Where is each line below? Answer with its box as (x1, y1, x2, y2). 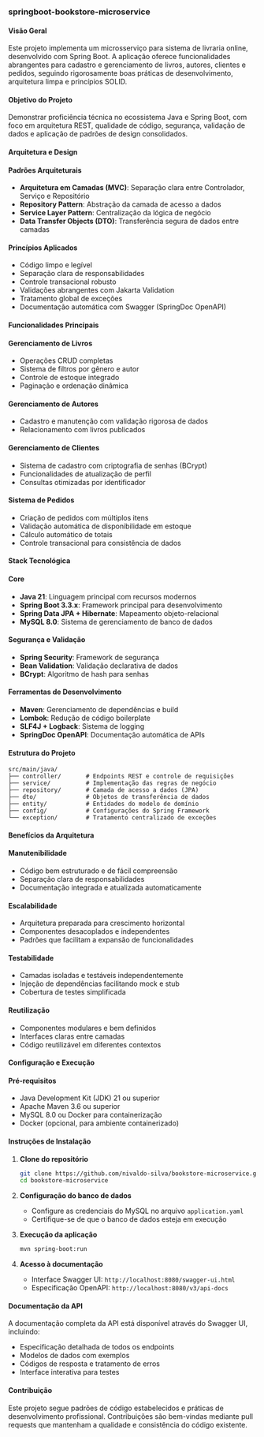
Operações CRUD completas (19, 356, 113, 365)
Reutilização (8, 1005, 50, 1015)
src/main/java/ (8, 766, 58, 774)
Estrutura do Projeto (8, 748, 76, 757)
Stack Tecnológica (8, 556, 71, 565)
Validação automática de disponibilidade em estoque (19, 521, 191, 531)
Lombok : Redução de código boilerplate (19, 713, 151, 722)
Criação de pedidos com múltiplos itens (19, 513, 149, 522)
